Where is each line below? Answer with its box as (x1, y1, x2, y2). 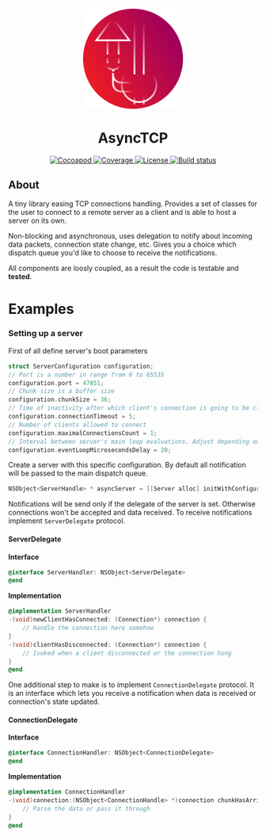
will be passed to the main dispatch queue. (8, 468, 148, 478)
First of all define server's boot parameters (8, 346, 148, 355)
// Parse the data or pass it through (22, 805, 150, 812)
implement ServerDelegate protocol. (8, 516, 125, 526)
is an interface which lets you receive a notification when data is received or (8, 689, 256, 698)
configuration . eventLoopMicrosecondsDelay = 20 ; (8, 445, 172, 454)
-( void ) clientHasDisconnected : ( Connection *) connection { (8, 640, 207, 648)
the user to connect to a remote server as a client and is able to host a (8, 208, 237, 217)
